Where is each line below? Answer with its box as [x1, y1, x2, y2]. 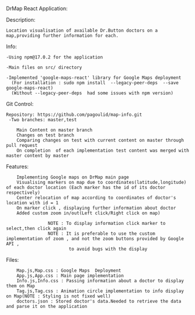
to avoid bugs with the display [68, 246, 148, 252]
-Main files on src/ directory [6, 64, 82, 70]
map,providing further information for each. [6, 33, 119, 39]
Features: [6, 163, 29, 170]
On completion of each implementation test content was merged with [16, 148, 190, 153]
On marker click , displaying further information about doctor [16, 205, 176, 211]
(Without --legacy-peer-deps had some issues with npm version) [11, 90, 174, 96]
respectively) [6, 190, 41, 196]
